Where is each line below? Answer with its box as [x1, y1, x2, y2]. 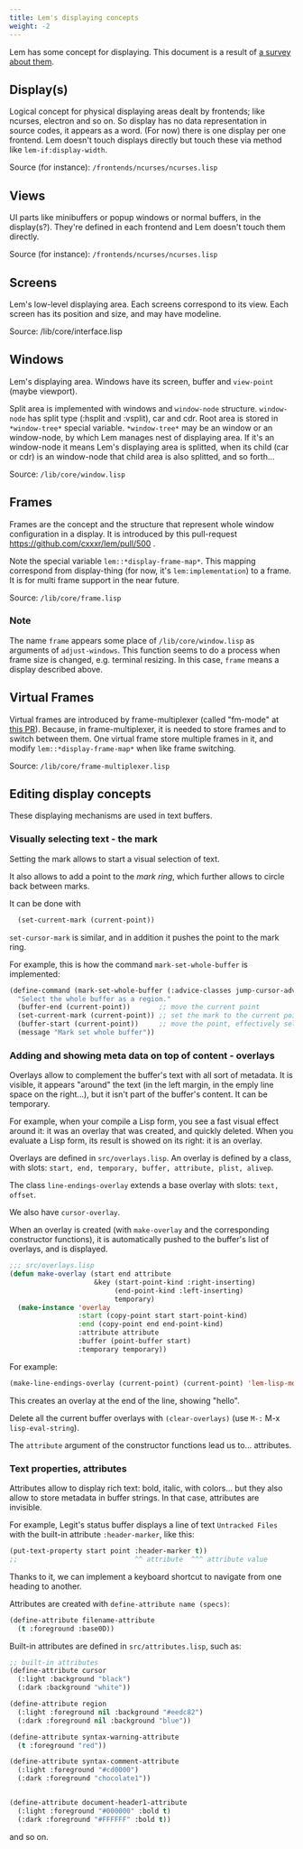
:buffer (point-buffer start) [78, 1337, 192, 1346]
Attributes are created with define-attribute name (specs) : [9, 1598, 230, 1609]
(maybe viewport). [9, 386, 78, 396]
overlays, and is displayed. [9, 1243, 108, 1255]
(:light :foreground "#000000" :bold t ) [17, 1807, 171, 1816]
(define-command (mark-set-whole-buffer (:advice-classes [9, 986, 232, 995]
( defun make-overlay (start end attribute [9, 1269, 171, 1278]
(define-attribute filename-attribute [9, 1615, 155, 1625]
